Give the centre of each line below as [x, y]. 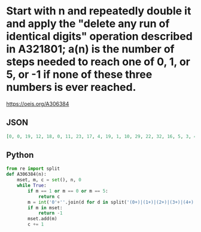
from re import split [33, 169]
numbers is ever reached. [71, 87]
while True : [32, 186]
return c [49, 196]
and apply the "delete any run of [88, 24]
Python [20, 155]
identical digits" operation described [99, 36]
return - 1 [50, 213]
